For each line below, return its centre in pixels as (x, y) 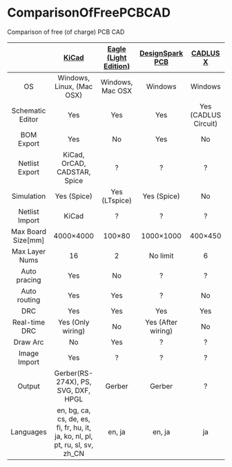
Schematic (29, 111)
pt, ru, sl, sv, (74, 445)
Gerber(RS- (74, 373)
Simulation (29, 196)
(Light (117, 57)
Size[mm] (29, 240)
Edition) (116, 66)
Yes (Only (74, 322)
